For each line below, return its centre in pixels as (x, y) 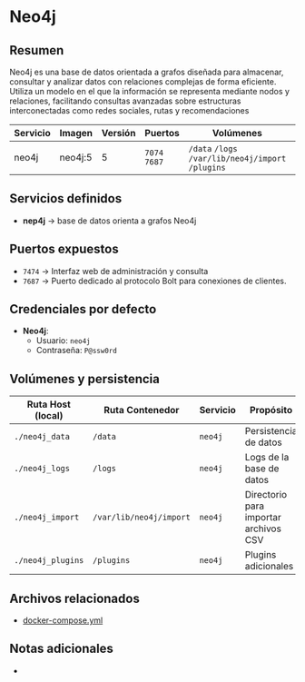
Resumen (37, 50)
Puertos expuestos (64, 249)
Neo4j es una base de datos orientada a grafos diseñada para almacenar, (147, 72)
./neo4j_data (42, 437)
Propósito (271, 410)
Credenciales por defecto (83, 309)
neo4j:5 (76, 158)
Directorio (266, 495)
